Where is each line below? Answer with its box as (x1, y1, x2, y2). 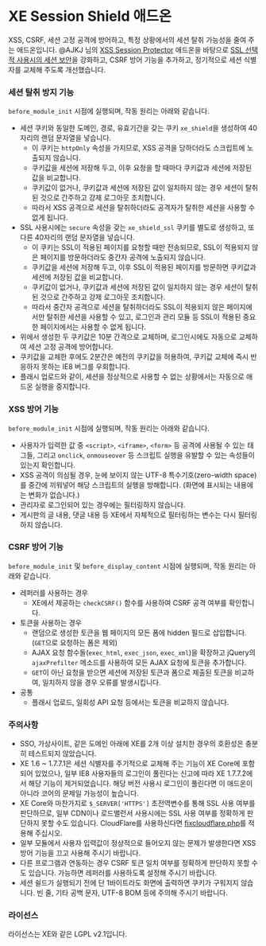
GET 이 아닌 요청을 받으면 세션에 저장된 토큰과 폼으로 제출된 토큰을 (31, 668, 233, 677)
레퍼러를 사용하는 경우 (19, 588, 89, 598)
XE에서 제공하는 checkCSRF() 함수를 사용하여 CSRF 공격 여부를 (31, 598, 228, 607)
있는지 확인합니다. (19, 460, 75, 469)
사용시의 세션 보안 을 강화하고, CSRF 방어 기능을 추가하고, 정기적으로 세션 (16, 55, 242, 64)
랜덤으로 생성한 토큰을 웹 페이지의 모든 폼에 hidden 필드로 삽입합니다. (31, 628, 248, 637)
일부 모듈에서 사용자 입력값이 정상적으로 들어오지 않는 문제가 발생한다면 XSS (19, 839, 256, 848)
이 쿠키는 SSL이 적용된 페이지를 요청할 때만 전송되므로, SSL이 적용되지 (31, 243, 250, 252)
